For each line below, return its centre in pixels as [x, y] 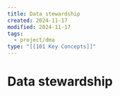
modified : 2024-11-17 [39, 27]
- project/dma [34, 40]
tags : [15, 34]
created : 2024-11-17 [38, 20]
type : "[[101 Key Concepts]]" [52, 47]
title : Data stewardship [44, 14]
